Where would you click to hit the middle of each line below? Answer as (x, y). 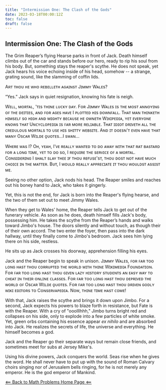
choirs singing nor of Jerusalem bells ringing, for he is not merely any (76, 367)
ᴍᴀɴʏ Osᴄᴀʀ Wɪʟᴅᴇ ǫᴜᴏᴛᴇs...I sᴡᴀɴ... (42, 136)
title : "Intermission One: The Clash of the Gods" (58, 10)
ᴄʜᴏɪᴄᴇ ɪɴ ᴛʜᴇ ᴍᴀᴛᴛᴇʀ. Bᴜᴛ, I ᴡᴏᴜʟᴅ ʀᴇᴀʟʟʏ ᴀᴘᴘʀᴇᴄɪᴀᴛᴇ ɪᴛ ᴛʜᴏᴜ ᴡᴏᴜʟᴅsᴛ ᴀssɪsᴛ (83, 164)
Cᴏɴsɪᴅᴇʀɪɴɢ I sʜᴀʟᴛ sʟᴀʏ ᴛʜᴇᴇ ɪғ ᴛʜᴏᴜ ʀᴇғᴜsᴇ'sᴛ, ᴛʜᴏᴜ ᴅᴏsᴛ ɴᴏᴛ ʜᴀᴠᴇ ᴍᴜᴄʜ (81, 158)
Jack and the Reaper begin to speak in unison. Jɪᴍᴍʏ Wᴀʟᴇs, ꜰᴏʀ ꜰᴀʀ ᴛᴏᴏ (80, 261)
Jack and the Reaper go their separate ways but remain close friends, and (81, 342)
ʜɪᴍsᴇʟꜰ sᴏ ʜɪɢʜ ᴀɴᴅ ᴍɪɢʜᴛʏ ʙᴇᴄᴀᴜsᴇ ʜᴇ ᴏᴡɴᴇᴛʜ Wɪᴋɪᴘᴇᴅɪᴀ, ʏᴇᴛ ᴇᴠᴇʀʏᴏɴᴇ (78, 118)
